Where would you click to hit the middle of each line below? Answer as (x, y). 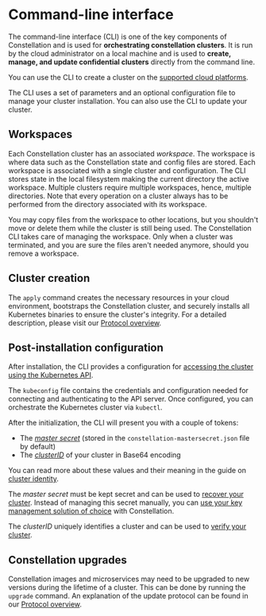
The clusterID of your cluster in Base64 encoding (100, 455)
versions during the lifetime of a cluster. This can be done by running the (127, 587)
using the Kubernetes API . (51, 375)
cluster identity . (34, 479)
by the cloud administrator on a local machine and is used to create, (120, 53)
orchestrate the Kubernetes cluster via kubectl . (85, 407)
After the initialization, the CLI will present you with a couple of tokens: (123, 423)
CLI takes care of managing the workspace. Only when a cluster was (121, 237)
